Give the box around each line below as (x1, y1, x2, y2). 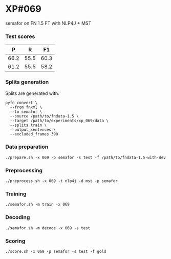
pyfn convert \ (5, 100, 38, 105)
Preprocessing (5, 167, 42, 174)
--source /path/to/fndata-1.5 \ (10, 113, 79, 118)
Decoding (5, 214, 30, 221)
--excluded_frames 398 (10, 131, 58, 136)
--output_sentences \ (10, 127, 56, 132)
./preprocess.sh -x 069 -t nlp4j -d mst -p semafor (5, 178, 118, 184)
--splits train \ (10, 123, 47, 128)
